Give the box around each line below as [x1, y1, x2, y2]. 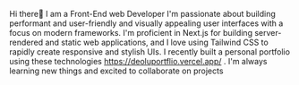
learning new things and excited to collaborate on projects [9, 65, 224, 76]
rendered [9, 37, 43, 47]
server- [254, 28, 282, 38]
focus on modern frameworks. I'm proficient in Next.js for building [9, 28, 253, 38]
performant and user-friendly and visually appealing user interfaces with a [9, 18, 284, 29]
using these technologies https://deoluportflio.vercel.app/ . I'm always [9, 56, 268, 66]
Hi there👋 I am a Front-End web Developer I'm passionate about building [9, 9, 276, 19]
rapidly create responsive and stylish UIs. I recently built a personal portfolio [9, 47, 291, 57]
